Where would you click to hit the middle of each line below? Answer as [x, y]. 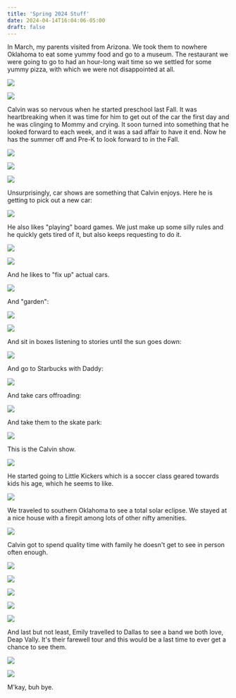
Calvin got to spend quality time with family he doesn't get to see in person [116, 545]
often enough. [27, 552]
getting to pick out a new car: [50, 200]
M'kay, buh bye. [31, 687]
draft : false [26, 27]
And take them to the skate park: [55, 422]
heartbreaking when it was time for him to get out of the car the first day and [118, 117]
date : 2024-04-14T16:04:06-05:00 [56, 20]
